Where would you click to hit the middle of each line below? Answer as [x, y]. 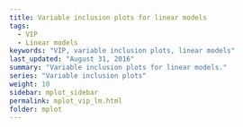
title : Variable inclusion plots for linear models [108, 17]
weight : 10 [30, 84]
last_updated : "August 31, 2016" [72, 59]
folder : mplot [36, 109]
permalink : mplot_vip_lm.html [66, 101]
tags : [19, 26]
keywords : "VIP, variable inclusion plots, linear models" [122, 51]
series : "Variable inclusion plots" [78, 76]
